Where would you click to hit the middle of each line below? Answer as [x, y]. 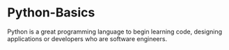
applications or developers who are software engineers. [87, 38]
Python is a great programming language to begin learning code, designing [115, 32]
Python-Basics [51, 13]
